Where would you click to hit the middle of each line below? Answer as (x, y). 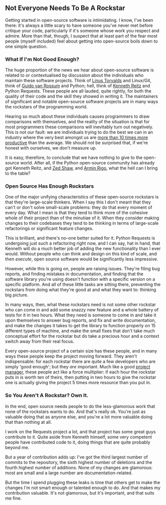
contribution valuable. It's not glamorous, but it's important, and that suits (80, 493)
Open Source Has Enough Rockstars (49, 186)
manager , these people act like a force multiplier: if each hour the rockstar (80, 372)
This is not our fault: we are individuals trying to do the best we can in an (79, 132)
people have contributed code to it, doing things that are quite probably (78, 442)
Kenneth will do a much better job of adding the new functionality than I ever (83, 249)
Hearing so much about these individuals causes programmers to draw (77, 116)
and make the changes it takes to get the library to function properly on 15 (80, 326)
